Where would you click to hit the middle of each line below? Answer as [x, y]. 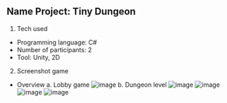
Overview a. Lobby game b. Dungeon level [92, 85]
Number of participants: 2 [54, 49]
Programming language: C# [57, 42]
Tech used [32, 28]
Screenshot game [42, 71]
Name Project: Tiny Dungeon [71, 12]
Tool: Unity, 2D [38, 57]
